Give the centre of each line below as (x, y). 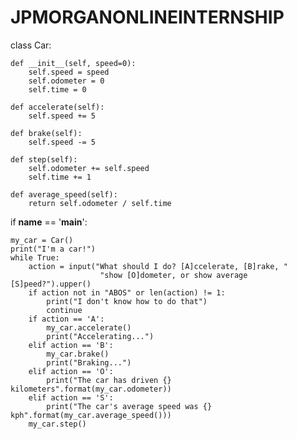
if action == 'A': (66, 319)
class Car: (31, 45)
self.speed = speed (69, 72)
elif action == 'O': (71, 371)
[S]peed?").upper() (51, 284)
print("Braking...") (89, 362)
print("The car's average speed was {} (129, 406)
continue (64, 310)
